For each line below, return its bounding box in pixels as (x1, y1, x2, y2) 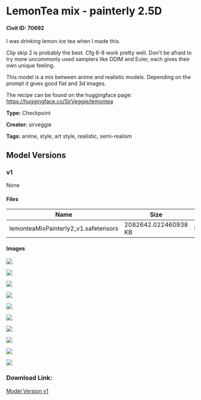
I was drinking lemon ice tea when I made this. (6, 38, 121, 45)
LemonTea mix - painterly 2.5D (6, 4, 163, 18)
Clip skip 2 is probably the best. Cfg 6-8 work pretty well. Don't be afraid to (6, 49, 192, 56)
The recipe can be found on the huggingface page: (6, 92, 132, 99)
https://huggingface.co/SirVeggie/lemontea (6, 98, 114, 105)
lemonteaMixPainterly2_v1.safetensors (9, 225, 118, 233)
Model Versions (6, 150, 66, 160)
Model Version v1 (6, 387, 49, 395)
